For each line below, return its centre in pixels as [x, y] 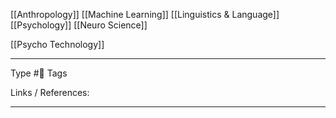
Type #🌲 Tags [39, 73]
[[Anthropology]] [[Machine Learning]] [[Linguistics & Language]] [145, 14]
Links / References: [50, 92]
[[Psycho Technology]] [57, 44]
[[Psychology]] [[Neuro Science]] [79, 25]
